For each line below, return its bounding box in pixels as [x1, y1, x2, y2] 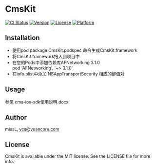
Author [5, 113, 27, 122]
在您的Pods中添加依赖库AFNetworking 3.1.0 [12, 60, 100, 65]
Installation [5, 34, 40, 42]
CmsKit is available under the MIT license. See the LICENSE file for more [5, 153, 151, 159]
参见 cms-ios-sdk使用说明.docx [5, 99, 69, 105]
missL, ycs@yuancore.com [5, 126, 59, 132]
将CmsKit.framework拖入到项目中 [12, 53, 80, 59]
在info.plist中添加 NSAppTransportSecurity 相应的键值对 [12, 71, 125, 77]
